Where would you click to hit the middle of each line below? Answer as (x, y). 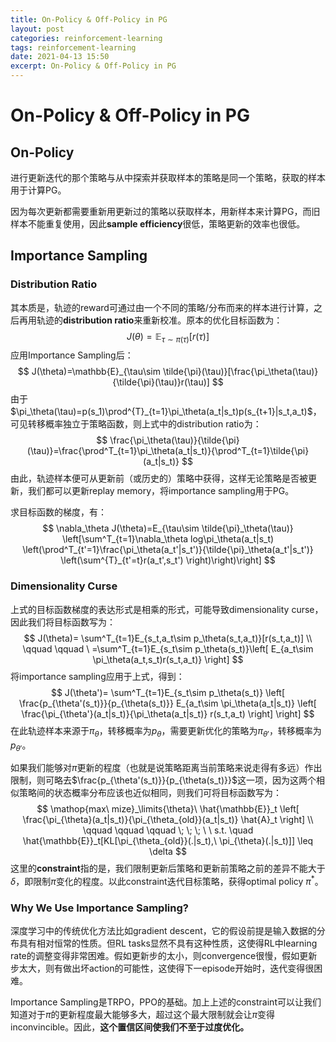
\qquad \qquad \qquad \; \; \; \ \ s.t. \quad (168, 830)
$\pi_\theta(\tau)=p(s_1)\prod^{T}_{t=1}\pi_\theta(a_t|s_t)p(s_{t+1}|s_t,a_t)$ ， (166, 412)
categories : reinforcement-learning (86, 38)
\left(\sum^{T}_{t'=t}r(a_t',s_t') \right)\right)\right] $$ (168, 560)
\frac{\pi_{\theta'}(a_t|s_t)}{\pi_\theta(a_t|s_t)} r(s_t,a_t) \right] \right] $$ (168, 713)
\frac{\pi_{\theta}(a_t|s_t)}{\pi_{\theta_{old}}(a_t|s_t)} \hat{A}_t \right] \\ (168, 820)
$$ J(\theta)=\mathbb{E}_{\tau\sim (89, 372)
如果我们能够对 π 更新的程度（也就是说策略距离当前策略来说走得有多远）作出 (166, 768)
